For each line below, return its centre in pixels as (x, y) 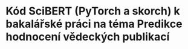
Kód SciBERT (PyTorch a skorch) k (93, 11)
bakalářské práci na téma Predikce (94, 24)
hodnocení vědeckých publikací (88, 37)
